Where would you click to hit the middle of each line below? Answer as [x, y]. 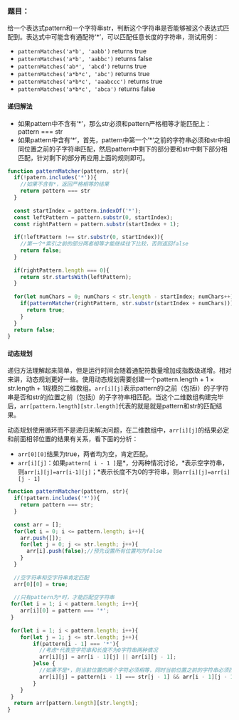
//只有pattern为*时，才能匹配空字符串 [64, 598]
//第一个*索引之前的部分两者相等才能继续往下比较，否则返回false [104, 244]
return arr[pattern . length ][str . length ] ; [76, 703]
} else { [44, 664]
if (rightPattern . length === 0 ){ [62, 270]
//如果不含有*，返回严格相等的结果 [65, 184]
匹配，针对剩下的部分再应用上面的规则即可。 [83, 157]
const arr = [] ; [38, 524]
